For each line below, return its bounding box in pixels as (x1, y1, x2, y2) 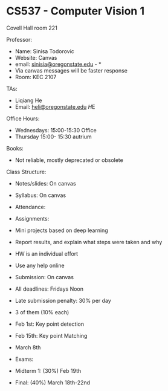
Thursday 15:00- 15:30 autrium (15, 133, 92, 140)
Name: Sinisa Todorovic (15, 47, 74, 55)
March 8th (15, 343, 41, 351)
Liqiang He (15, 97, 42, 104)
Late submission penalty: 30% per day (15, 297, 112, 304)
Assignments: (15, 215, 50, 222)
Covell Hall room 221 (6, 24, 57, 31)
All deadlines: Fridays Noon (15, 285, 83, 292)
